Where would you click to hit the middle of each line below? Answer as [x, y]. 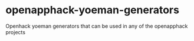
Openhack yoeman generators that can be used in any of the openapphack [97, 26]
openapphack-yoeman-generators [92, 10]
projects [16, 32]
